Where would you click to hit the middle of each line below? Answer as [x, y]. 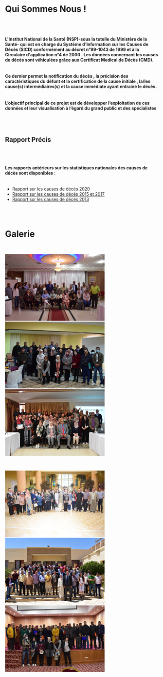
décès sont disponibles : [30, 173]
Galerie [20, 234]
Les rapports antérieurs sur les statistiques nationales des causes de [76, 168]
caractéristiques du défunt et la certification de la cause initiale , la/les [78, 81]
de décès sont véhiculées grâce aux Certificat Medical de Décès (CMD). [80, 60]
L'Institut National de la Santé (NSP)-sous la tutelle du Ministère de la [76, 39]
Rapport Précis [28, 140]
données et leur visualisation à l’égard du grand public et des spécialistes [81, 108]
